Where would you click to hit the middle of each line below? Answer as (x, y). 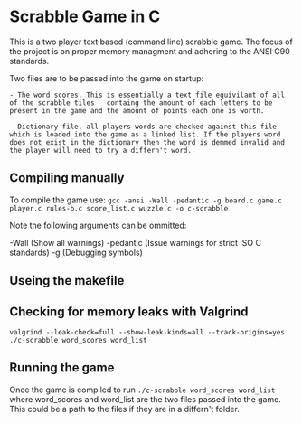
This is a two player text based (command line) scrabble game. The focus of (151, 42)
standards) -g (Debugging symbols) (76, 252)
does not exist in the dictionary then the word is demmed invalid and (147, 142)
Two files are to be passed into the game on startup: (107, 78)
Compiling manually (67, 178)
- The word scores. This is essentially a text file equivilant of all (147, 95)
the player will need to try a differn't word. (101, 150)
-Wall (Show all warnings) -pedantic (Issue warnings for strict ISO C (136, 242)
